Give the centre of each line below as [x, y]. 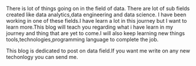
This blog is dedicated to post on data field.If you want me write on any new [98, 51]
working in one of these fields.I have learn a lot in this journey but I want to [97, 21]
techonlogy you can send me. [42, 57]
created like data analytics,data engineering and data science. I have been [96, 15]
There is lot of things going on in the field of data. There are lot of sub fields [98, 8]
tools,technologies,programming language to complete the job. [82, 39]
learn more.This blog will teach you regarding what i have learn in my [90, 27]
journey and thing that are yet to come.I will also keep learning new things [96, 33]
